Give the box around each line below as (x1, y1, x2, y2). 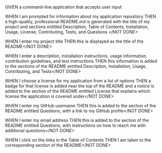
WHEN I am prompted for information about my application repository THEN (5, 14, 156, 19)
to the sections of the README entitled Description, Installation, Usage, (5, 63, 147, 69)
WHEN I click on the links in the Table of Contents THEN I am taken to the (5, 137, 151, 143)
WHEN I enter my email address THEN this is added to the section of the (5, 118, 149, 123)
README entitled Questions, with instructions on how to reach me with (5, 122, 146, 128)
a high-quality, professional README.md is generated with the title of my (5, 19, 150, 24)
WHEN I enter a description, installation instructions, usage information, (5, 53, 147, 59)
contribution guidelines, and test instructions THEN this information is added (5, 58, 157, 64)
